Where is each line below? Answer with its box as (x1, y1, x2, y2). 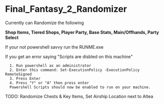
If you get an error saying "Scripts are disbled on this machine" (5, 53, 133, 60)
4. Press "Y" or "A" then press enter (9, 80, 90, 85)
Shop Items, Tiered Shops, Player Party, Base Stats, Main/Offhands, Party (5, 29, 159, 35)
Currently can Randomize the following (5, 20, 84, 26)
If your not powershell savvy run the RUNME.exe (5, 44, 104, 50)
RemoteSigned (5, 71, 32, 77)
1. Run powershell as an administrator (9, 63, 92, 68)
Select (5, 35, 19, 40)
